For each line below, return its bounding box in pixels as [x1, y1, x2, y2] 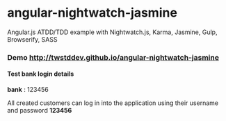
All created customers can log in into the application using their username [7, 99, 219, 107]
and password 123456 [7, 106, 72, 115]
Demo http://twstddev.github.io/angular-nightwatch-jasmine [7, 52, 219, 62]
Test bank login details [7, 70, 74, 78]
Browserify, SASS [7, 35, 58, 43]
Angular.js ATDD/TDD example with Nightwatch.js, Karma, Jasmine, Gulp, [7, 28, 218, 36]
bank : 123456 [7, 86, 49, 94]
